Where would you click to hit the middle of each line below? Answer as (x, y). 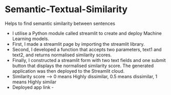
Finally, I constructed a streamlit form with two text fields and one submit (89, 60)
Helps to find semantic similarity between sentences (60, 23)
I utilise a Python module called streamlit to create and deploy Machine (87, 33)
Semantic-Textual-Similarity (66, 9)
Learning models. (31, 39)
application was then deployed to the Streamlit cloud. (68, 71)
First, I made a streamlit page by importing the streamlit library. (78, 44)
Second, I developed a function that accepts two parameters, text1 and (87, 49)
